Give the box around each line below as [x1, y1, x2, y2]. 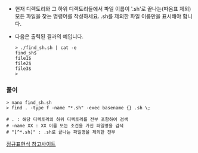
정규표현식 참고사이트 [6, 140, 56, 148]
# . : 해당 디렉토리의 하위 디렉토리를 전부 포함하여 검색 [6, 117, 128, 123]
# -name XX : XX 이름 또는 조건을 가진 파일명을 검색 [6, 123, 124, 129]
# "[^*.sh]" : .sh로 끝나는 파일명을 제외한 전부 [6, 129, 116, 136]
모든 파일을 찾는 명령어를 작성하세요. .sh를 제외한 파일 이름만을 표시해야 [14, 13, 182, 20]
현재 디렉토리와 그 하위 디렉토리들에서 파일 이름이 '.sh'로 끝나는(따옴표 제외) [14, 5, 191, 12]
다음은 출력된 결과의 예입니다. [14, 33, 84, 40]
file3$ [14, 66, 32, 72]
